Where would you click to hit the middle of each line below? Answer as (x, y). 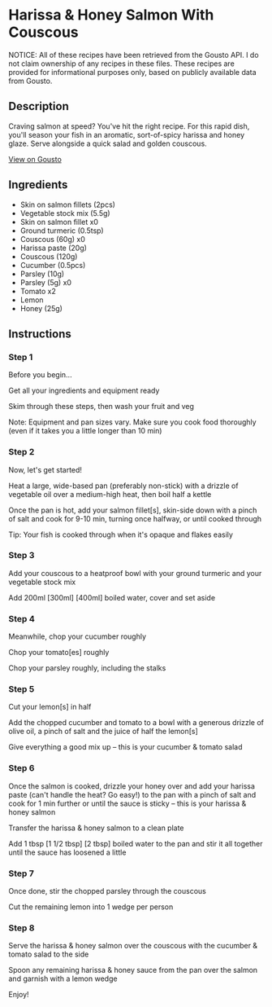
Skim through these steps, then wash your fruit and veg (101, 407)
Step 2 (22, 452)
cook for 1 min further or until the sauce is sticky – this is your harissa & (127, 803)
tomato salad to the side (49, 954)
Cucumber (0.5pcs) (53, 265)
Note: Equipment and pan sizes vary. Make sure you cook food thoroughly (133, 422)
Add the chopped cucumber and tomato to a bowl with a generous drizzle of (136, 723)
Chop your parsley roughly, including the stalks (87, 668)
